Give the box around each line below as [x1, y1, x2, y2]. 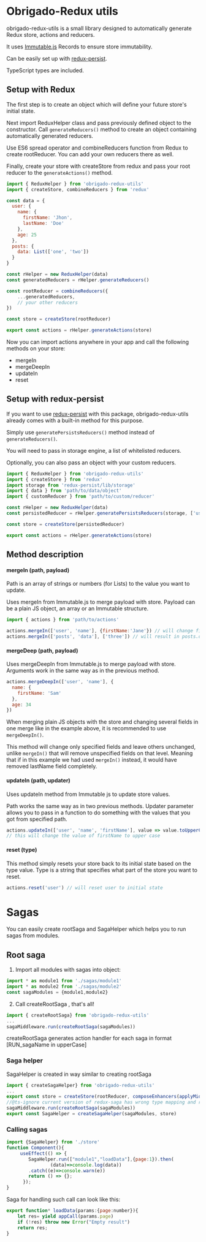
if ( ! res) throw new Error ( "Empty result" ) [17, 1219, 131, 1225]
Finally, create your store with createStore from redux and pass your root [6, 162, 191, 170]
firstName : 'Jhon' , [22, 214, 72, 221]
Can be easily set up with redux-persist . [6, 55, 107, 62]
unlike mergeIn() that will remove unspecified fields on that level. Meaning [6, 749, 193, 757]
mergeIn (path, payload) [6, 566, 69, 574]
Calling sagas [6, 1125, 48, 1134]
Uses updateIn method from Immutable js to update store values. [6, 790, 170, 798]
